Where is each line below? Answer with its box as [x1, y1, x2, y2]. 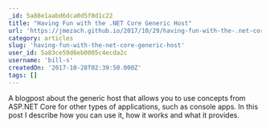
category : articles [8, 34, 74, 42]
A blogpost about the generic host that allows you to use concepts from [8, 93, 247, 102]
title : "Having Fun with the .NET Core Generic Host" [8, 19, 193, 27]
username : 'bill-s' [8, 57, 74, 65]
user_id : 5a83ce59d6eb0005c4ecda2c [8, 49, 128, 57]
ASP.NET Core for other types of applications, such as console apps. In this [8, 102, 259, 111]
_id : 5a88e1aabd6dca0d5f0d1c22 [8, 11, 113, 20]
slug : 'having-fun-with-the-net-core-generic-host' [8, 42, 185, 50]
